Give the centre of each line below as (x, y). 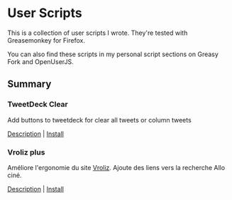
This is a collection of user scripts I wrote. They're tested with (98, 33)
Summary (29, 84)
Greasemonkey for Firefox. (46, 40)
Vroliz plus (26, 152)
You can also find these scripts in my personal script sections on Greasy (113, 54)
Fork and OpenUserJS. (41, 61)
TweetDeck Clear (38, 105)
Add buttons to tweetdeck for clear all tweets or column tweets (99, 120)
